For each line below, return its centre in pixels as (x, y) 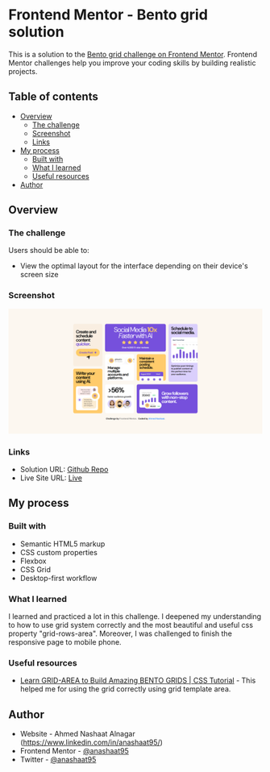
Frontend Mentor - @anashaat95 (74, 751)
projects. (23, 71)
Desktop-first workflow (58, 578)
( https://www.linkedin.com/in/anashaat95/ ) (91, 742)
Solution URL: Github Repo (64, 470)
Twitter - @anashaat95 (58, 760)
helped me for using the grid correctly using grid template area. (125, 689)
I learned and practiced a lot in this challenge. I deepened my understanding (135, 616)
